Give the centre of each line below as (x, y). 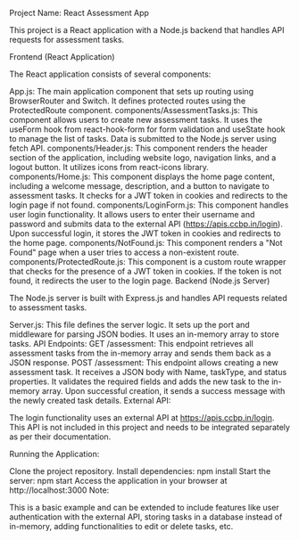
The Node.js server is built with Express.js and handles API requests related (148, 298)
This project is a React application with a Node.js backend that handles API (147, 30)
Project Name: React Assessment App (79, 13)
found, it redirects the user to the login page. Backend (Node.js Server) (140, 281)
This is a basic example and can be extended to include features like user (144, 507)
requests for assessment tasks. (67, 40)
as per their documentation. (60, 437)
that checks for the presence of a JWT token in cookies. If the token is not (145, 271)
